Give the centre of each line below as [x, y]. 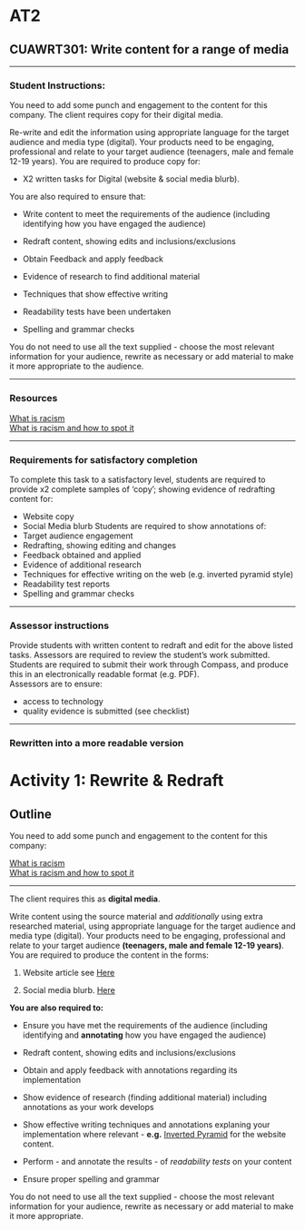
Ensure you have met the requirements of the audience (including [145, 1026]
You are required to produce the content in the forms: [109, 955]
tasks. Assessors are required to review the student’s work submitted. [140, 655]
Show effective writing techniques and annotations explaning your [146, 1125]
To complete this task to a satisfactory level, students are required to [138, 479]
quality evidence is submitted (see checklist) [106, 711]
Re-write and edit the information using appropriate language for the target [149, 133]
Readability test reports [66, 584]
